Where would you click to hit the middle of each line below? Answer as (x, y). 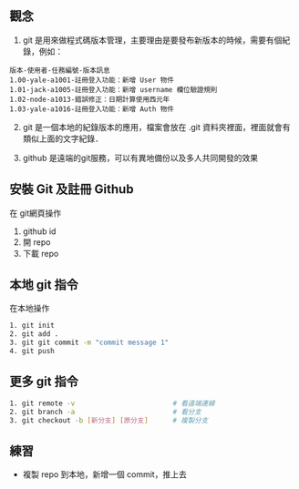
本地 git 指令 (44, 285)
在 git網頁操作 (36, 213)
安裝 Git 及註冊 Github (72, 189)
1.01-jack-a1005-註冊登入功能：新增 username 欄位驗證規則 (113, 89)
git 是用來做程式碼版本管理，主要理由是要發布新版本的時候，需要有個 (152, 40)
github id (39, 231)
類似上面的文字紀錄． (62, 138)
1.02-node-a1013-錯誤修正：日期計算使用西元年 (90, 99)
